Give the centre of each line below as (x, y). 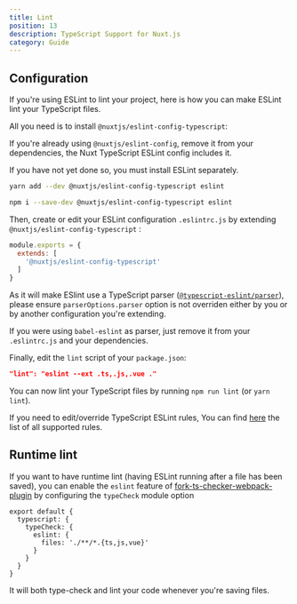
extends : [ (37, 253)
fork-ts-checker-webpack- (224, 486)
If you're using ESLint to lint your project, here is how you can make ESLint (145, 99)
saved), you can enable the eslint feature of (91, 486)
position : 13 (33, 26)
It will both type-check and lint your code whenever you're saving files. (139, 590)
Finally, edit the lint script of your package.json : (98, 358)
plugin (21, 495)
